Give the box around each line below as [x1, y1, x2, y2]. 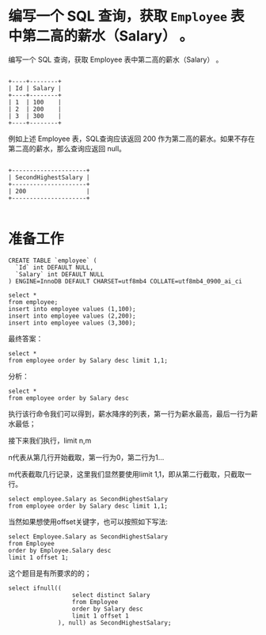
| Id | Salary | [8, 84, 62, 92]
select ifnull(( [8, 584, 62, 592]
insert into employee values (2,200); [8, 312, 136, 320]
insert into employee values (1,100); [8, 305, 136, 313]
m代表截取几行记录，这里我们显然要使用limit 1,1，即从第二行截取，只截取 [8, 469, 245, 479]
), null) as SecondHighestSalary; [58, 618, 172, 626]
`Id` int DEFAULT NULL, [15, 263, 93, 272]
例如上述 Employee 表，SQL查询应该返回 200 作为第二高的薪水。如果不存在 [8, 134, 256, 143]
